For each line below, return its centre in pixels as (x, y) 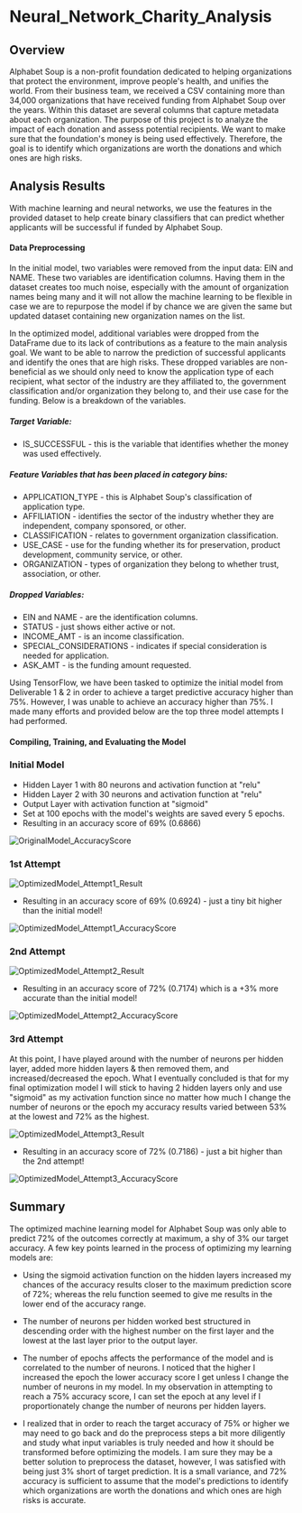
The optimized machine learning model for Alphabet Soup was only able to (148, 1229)
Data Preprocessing (47, 248)
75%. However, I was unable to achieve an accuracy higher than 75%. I (141, 701)
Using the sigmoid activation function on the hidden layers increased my (157, 1275)
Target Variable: (41, 421)
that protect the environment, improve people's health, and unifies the (139, 81)
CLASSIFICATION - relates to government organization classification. (151, 535)
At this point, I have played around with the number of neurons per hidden (146, 1059)
